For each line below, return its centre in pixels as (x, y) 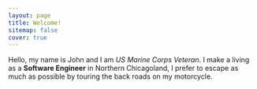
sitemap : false (33, 30)
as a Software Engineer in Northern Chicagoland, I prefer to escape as (123, 69)
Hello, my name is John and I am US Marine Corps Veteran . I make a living (129, 60)
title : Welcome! (35, 23)
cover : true (28, 37)
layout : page (30, 15)
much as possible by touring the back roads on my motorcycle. (110, 76)
